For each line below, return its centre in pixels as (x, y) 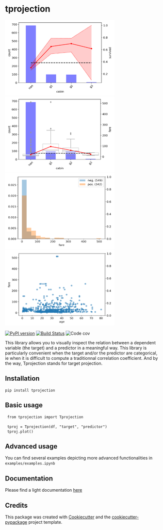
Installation (22, 378)
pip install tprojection (30, 390)
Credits (16, 505)
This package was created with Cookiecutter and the (58, 517)
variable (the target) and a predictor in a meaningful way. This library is (76, 348)
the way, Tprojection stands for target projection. (54, 363)
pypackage (16, 522)
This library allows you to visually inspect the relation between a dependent (81, 342)
